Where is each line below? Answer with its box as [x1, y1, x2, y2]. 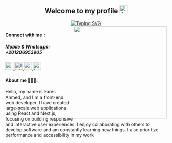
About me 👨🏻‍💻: [5, 77, 38, 83]
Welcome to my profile [44, 7, 118, 15]
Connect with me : [5, 32, 45, 38]
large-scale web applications [5, 105, 67, 111]
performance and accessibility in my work [5, 132, 94, 138]
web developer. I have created [5, 99, 69, 105]
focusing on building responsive [5, 115, 73, 122]
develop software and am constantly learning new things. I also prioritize [5, 126, 159, 133]
